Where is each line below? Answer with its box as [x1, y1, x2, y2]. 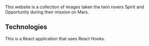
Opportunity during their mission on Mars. [5, 9, 89, 15]
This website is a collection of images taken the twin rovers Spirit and [5, 4, 145, 10]
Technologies [5, 23, 48, 31]
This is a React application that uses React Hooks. [5, 35, 106, 41]
